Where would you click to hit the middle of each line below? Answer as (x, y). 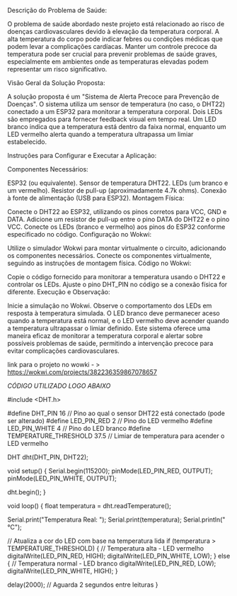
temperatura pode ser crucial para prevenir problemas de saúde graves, (112, 54)
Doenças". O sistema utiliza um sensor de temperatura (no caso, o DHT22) (116, 104)
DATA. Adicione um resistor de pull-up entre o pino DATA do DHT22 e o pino (118, 219)
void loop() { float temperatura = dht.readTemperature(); (89, 506)
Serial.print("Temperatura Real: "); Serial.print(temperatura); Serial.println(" (116, 519)
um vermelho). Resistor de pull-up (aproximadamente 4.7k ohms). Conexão (117, 190)
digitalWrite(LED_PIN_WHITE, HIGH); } (63, 571)
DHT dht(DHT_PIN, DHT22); (48, 457)
